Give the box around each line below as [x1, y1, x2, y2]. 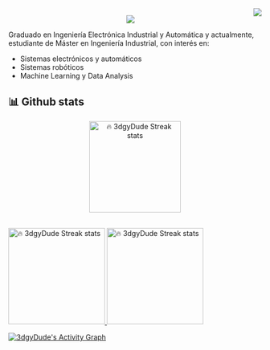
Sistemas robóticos [19, 63, 84, 71]
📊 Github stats [8, 96, 84, 109]
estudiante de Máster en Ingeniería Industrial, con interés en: [8, 39, 210, 47]
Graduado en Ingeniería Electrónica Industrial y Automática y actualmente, [8, 30, 255, 39]
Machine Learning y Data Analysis [19, 71, 133, 80]
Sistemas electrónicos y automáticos [19, 54, 142, 63]
